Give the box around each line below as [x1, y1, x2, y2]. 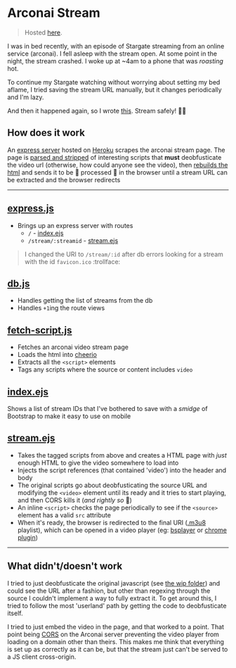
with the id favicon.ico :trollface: [24, 257, 121, 265]
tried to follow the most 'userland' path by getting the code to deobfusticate [7, 601, 227, 610]
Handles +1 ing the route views [17, 304, 105, 313]
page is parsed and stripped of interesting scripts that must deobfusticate [7, 153, 222, 161]
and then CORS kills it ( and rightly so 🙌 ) [17, 496, 132, 504]
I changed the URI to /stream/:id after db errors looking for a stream [24, 250, 223, 258]
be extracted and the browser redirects [7, 175, 121, 184]
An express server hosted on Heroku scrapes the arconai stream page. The [7, 146, 225, 154]
